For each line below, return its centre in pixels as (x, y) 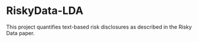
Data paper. (21, 33)
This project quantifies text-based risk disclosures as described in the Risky (99, 27)
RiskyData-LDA (45, 11)
